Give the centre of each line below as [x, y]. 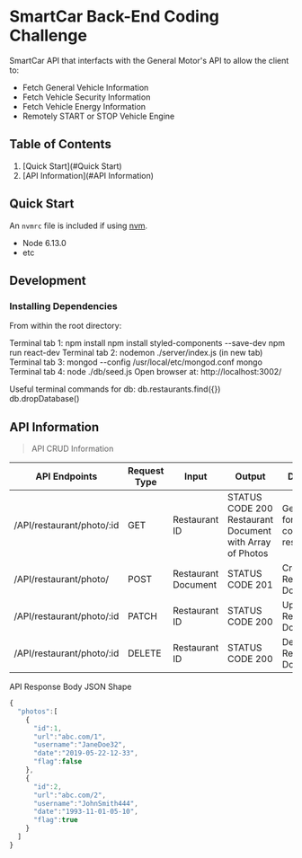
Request [146, 471]
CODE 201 [250, 585]
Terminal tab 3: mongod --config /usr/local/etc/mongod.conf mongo [136, 362]
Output [250, 476]
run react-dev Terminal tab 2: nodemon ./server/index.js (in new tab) [136, 353]
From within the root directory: [66, 326]
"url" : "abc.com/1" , [69, 737]
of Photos [248, 553]
